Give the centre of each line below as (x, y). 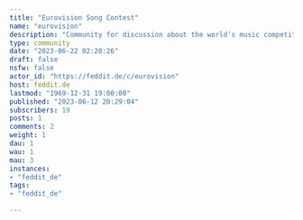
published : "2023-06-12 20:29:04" (74, 101)
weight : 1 (28, 135)
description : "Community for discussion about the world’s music (134, 34)
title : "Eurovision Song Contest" (74, 18)
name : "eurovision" (46, 26)
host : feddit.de (40, 85)
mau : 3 (22, 160)
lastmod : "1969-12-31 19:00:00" (70, 93)
